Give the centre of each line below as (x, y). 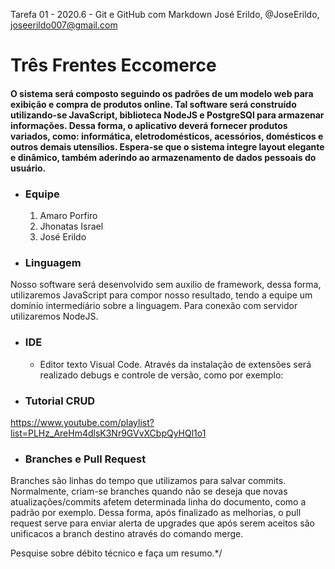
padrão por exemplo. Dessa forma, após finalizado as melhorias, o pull (156, 513)
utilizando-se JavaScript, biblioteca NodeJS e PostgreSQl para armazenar (167, 115)
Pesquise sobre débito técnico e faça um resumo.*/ (116, 553)
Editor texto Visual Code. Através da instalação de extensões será (175, 364)
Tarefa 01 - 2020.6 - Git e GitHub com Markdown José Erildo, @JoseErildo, (165, 14)
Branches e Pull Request (85, 459)
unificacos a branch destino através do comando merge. (127, 534)
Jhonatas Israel (71, 226)
